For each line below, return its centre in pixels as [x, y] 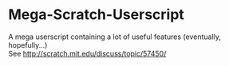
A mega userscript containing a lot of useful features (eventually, [115, 37]
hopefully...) [28, 45]
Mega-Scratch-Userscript [97, 15]
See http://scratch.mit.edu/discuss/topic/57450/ [87, 53]
